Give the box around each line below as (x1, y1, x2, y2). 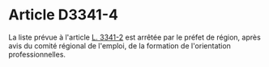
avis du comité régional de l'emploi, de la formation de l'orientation (8, 40, 231, 50)
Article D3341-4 (8, 6, 119, 24)
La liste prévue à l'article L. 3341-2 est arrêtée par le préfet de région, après (8, 32, 261, 42)
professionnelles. (8, 49, 66, 59)
